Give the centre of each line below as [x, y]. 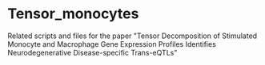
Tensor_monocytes [73, 14]
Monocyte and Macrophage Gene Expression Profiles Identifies [112, 44]
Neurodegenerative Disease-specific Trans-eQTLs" [92, 52]
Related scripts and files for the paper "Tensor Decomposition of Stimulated [132, 36]
